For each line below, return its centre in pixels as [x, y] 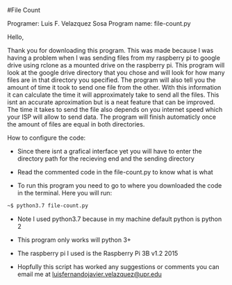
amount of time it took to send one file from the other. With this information [114, 87]
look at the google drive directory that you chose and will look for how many [116, 73]
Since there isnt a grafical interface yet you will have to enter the [110, 151]
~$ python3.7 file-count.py [48, 206]
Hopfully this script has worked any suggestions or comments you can [118, 266]
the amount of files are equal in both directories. [76, 124]
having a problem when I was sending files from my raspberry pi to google [114, 58]
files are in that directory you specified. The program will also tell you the [112, 80]
